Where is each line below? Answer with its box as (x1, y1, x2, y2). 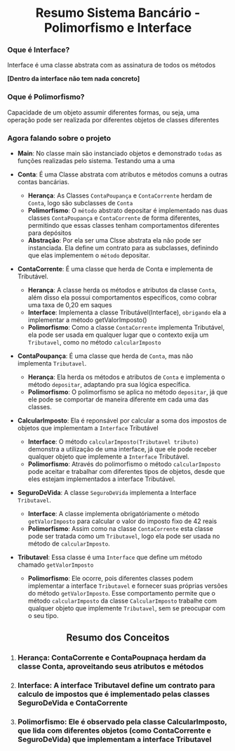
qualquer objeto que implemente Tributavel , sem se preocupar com (27, 604, 226, 612)
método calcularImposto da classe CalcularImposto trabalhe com (27, 596, 217, 605)
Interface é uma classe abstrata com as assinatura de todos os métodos (7, 61, 216, 70)
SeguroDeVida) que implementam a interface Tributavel (17, 735, 212, 745)
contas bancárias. (17, 178, 70, 186)
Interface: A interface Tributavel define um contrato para (17, 681, 215, 691)
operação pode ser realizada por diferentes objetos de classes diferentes (7, 115, 220, 124)
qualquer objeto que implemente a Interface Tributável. (27, 452, 189, 461)
